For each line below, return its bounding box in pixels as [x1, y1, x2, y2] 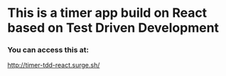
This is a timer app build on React [7, 5, 208, 21]
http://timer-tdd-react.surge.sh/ [7, 61, 100, 70]
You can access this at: [7, 45, 89, 55]
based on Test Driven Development [7, 20, 219, 36]
